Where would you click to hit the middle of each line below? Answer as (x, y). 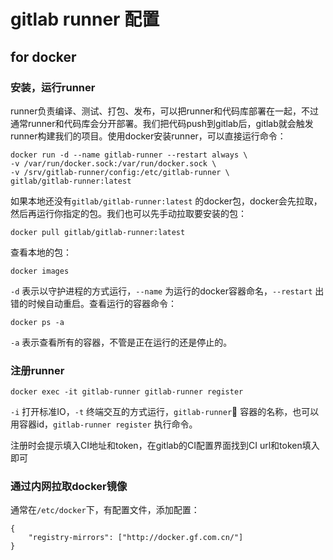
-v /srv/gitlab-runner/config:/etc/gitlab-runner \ (120, 172)
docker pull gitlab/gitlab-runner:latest (98, 232)
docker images (40, 271)
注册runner (37, 370)
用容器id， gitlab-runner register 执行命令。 (104, 424)
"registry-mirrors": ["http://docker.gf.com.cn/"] (136, 538)
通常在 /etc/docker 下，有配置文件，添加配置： (105, 510)
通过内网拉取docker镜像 (69, 487)
